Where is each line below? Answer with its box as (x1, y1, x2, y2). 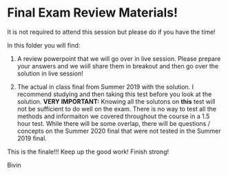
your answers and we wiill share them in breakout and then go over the (17, 62, 219, 70)
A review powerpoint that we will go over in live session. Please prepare (17, 54, 221, 63)
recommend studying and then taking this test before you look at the (17, 90, 212, 98)
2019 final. (17, 133, 47, 142)
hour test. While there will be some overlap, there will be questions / (17, 119, 210, 127)
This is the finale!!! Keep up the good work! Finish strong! (7, 147, 169, 156)
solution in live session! (17, 69, 84, 77)
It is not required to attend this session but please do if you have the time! (7, 28, 216, 36)
